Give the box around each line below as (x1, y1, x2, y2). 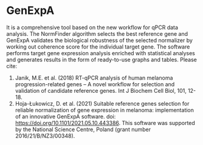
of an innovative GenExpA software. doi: (15, 113, 116, 120)
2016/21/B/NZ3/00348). (15, 132, 75, 140)
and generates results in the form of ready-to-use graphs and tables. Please (6, 56, 198, 63)
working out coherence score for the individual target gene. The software (6, 43, 190, 50)
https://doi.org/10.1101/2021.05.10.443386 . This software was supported (15, 119, 196, 126)
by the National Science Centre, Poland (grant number (15, 126, 151, 133)
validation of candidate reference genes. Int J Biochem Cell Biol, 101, (15, 87, 187, 94)
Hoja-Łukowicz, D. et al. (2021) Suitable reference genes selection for (15, 99, 190, 107)
